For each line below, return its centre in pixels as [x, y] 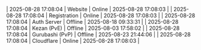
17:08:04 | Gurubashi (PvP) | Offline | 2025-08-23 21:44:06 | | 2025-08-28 [98, 35]
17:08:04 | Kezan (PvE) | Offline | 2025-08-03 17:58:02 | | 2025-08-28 [93, 28]
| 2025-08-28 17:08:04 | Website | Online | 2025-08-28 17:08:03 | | [89, 9]
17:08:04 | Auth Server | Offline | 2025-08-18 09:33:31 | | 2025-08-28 [92, 22]
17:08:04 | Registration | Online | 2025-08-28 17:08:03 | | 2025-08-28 [109, 15]
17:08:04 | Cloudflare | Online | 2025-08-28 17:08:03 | [73, 41]
